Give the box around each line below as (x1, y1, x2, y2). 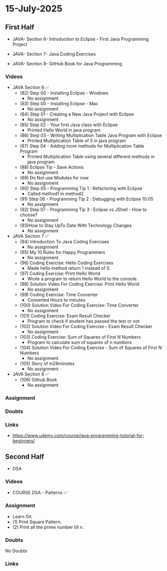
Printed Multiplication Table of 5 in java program (27, 138, 126, 144)
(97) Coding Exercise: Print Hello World (19, 270, 101, 277)
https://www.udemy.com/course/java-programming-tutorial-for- (12, 432, 145, 439)
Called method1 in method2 (27, 190, 84, 197)
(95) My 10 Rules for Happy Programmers (19, 249, 106, 255)
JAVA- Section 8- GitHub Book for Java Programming (12, 61, 122, 66)
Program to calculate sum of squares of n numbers (27, 340, 132, 346)
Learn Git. (12, 513, 33, 519)
